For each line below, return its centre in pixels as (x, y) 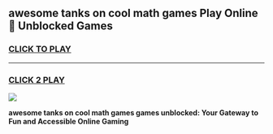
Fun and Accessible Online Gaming (69, 121)
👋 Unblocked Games (61, 26)
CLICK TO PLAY (40, 50)
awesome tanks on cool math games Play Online (133, 13)
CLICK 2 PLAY (37, 80)
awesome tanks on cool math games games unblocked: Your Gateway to (133, 112)
